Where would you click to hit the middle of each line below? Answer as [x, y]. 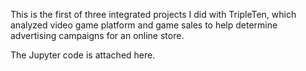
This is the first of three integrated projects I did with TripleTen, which [153, 14]
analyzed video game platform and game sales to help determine [144, 25]
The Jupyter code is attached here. [83, 55]
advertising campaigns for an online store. [97, 35]
